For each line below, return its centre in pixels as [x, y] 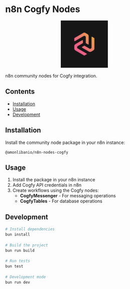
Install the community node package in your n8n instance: [65, 142]
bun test [14, 266]
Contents [20, 92]
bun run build [20, 250]
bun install [18, 235]
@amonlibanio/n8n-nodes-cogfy [37, 152]
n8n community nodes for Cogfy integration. [51, 76]
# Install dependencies [30, 229]
